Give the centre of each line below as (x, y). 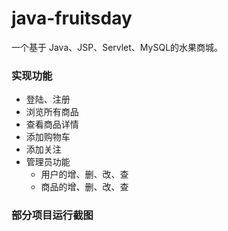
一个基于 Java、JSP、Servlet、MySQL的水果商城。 (117, 47)
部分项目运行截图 (52, 215)
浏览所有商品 (52, 112)
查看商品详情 (52, 124)
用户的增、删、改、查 (84, 174)
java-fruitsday (72, 18)
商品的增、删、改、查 (84, 187)
